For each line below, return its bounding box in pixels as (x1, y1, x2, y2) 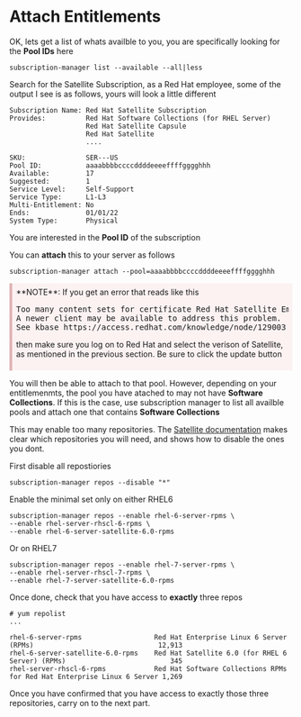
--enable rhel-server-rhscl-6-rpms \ (9, 519, 151, 528)
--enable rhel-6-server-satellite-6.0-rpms (9, 527, 175, 536)
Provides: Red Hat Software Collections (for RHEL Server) (9, 113, 271, 123)
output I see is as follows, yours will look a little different (9, 88, 217, 99)
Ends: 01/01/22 (9, 208, 119, 217)
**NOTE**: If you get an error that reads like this (16, 286, 199, 297)
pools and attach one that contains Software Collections (9, 406, 220, 417)
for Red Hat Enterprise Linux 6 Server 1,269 (9, 672, 182, 681)
